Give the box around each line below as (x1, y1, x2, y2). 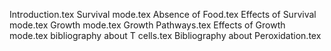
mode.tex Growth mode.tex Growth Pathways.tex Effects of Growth (9, 19, 286, 31)
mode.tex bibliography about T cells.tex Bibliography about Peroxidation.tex (9, 30, 322, 41)
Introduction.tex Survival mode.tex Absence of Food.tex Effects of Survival (9, 9, 317, 20)
